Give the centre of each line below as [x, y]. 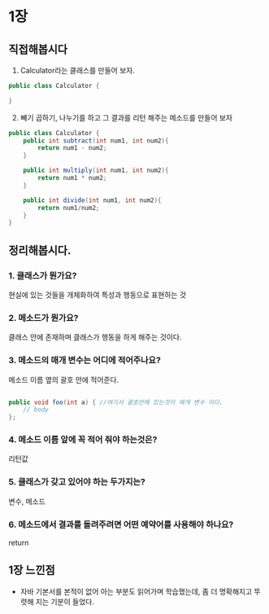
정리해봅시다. [40, 250]
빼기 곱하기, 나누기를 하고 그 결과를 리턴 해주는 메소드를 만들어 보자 [126, 117]
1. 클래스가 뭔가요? [43, 275]
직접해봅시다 [38, 49]
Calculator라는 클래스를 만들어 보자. [78, 70]
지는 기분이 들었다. [65, 601]
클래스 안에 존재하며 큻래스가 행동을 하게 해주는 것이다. [95, 337]
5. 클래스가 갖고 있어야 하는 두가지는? [77, 482]
